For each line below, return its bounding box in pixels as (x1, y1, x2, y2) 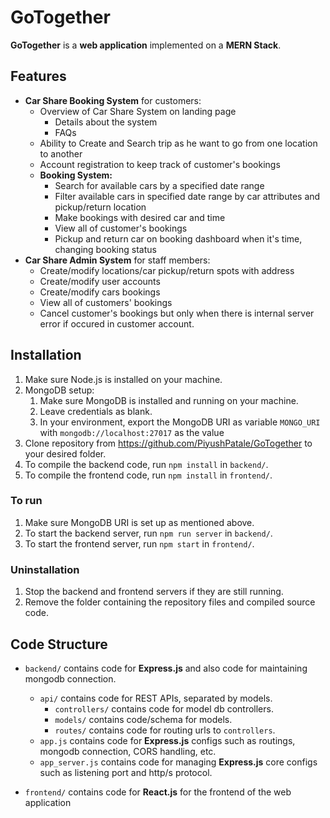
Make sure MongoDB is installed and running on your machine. (39, 394, 299, 406)
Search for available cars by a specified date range (54, 179, 265, 191)
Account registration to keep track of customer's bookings (39, 158, 281, 170)
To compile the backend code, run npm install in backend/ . (24, 458, 269, 470)
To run (10, 494, 43, 508)
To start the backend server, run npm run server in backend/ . (24, 527, 273, 539)
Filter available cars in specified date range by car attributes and (54, 190, 321, 202)
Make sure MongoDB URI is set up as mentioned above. (24, 516, 255, 528)
